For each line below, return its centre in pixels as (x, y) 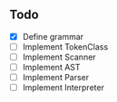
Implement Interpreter (63, 88)
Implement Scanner (59, 57)
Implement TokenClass (65, 46)
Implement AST (51, 67)
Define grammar (53, 36)
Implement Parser (56, 78)
